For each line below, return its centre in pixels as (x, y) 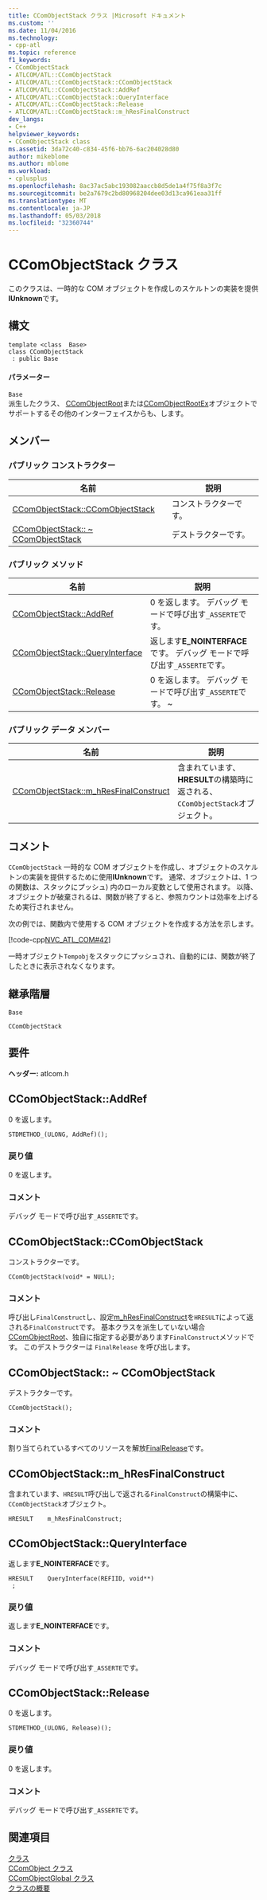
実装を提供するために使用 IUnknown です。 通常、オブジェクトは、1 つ (143, 877)
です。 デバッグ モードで (195, 653)
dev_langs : (26, 119)
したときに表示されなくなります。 (64, 966)
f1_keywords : (30, 61)
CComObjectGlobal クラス (51, 1878)
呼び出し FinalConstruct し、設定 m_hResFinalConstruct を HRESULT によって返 (131, 1317)
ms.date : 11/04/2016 (43, 30)
